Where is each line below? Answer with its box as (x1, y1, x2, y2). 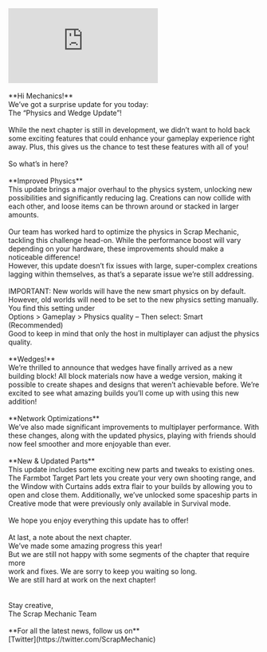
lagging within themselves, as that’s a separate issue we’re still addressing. (8, 269, 254, 279)
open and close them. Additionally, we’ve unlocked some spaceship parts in (8, 491, 257, 499)
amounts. (8, 210, 39, 219)
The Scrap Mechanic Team (8, 609, 97, 618)
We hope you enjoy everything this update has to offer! (8, 515, 189, 525)
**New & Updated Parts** (8, 456, 96, 466)
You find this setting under (8, 304, 96, 312)
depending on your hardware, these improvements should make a (8, 244, 225, 253)
